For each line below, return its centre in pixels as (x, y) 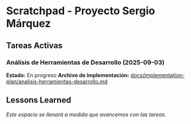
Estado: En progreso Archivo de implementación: (68, 75)
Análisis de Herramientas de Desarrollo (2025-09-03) (85, 62)
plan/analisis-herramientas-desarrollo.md (57, 81)
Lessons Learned (39, 100)
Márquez (29, 23)
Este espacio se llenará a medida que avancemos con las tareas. (86, 115)
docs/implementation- (157, 75)
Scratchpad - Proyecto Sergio (81, 11)
